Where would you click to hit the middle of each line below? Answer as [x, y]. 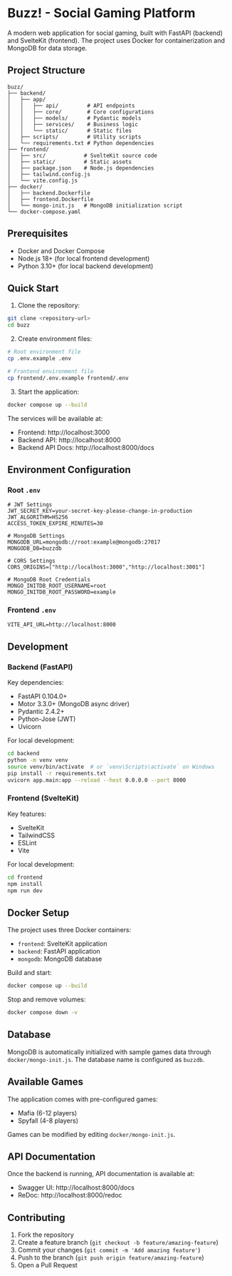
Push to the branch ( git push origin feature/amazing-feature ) [111, 1257]
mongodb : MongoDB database [60, 959]
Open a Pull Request [48, 1265]
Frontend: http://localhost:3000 [64, 432]
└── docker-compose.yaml [44, 212]
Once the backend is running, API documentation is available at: [101, 1174]
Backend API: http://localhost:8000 [69, 439]
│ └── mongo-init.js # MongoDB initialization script [95, 205]
